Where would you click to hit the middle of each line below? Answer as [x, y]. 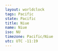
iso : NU [13, 32]
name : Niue [16, 28]
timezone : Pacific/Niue [29, 37]
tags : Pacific [19, 14]
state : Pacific [20, 18]
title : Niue [17, 23]
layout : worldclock [25, 9]
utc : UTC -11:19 [21, 41]
